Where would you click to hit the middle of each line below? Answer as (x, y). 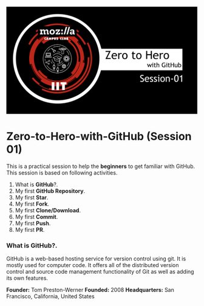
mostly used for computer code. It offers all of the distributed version (93, 265)
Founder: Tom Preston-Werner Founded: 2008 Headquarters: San (90, 290)
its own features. (27, 278)
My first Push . (33, 223)
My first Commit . (36, 217)
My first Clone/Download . (48, 210)
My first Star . (32, 197)
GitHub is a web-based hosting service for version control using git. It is (96, 259)
